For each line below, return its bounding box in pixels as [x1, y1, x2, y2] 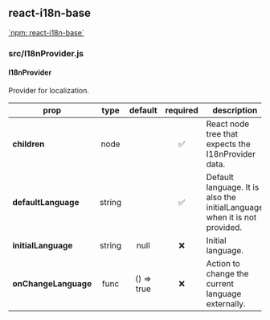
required [165, 105, 198, 116]
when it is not [206, 211, 257, 223]
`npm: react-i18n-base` [8, 27, 84, 37]
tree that [206, 128, 239, 139]
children [12, 138, 45, 150]
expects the [206, 138, 251, 150]
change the [206, 268, 249, 279]
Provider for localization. [8, 85, 90, 95]
